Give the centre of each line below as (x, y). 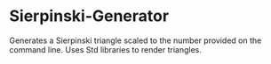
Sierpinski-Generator (89, 16)
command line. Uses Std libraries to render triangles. (106, 49)
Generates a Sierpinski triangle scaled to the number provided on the (135, 40)
